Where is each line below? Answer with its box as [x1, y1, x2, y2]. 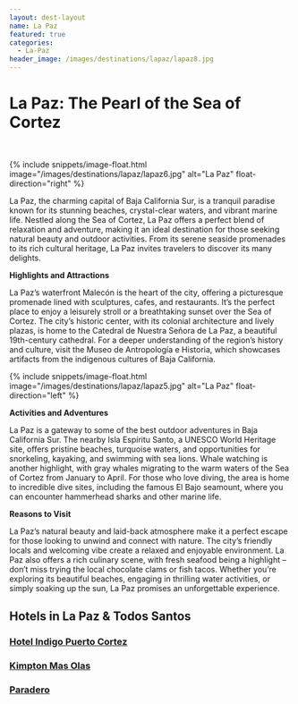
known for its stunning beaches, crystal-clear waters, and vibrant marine [9, 205, 277, 216]
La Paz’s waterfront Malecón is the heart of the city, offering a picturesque [9, 287, 284, 298]
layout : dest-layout [9, 13, 87, 22]
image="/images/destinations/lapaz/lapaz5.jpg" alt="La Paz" [9, 380, 234, 391]
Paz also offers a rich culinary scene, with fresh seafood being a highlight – [9, 554, 286, 564]
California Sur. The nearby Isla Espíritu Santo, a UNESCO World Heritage [9, 434, 277, 445]
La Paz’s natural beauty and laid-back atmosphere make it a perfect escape [9, 525, 288, 537]
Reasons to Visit [9, 508, 72, 519]
